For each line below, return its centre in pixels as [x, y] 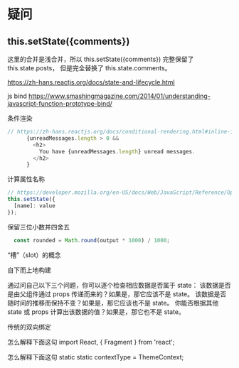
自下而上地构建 [29, 270]
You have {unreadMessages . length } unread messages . [117, 151]
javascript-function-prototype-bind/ [60, 103]
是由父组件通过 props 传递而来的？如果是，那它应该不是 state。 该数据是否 [117, 294]
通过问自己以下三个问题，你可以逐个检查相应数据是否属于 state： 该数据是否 [119, 285]
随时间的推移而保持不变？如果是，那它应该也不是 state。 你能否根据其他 [113, 303]
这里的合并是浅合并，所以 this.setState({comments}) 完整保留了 [101, 59]
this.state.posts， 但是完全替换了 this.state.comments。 [89, 68]
